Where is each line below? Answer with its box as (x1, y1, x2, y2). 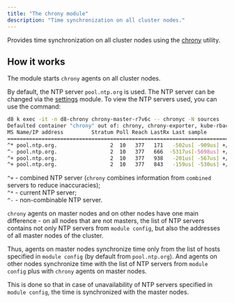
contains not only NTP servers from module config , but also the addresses (7, 224, 221, 233)
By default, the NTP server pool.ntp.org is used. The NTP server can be (7, 88, 215, 96)
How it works (7, 56, 65, 67)
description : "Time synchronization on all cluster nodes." (7, 17, 186, 24)
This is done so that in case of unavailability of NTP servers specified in (7, 281, 213, 289)
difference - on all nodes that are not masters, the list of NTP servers (7, 217, 205, 225)
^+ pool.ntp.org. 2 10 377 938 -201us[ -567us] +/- (7, 154, 232, 162)
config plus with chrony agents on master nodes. (7, 267, 148, 275)
